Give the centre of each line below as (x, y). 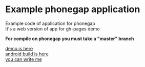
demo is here (19, 48)
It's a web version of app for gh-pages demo (53, 28)
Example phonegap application (73, 9)
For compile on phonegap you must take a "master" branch (70, 39)
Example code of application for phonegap (50, 23)
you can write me (24, 59)
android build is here (27, 54)
